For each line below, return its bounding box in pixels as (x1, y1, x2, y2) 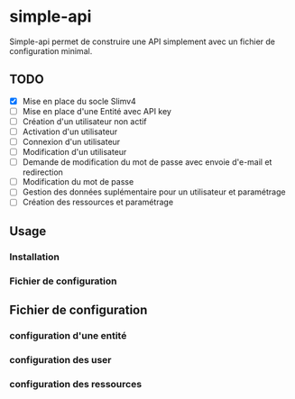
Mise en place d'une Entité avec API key (22, 105, 171, 116)
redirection (22, 167, 63, 177)
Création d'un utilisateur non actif (22, 115, 147, 127)
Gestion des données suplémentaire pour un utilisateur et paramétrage (22, 186, 286, 197)
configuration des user (9, 353, 112, 366)
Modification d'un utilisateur (22, 147, 127, 158)
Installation (9, 250, 60, 263)
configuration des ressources (9, 377, 143, 390)
